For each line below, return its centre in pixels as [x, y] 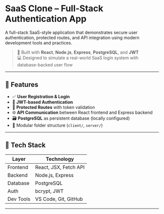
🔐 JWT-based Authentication [42, 102]
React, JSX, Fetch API [60, 167]
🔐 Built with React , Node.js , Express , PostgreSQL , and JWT [78, 52]
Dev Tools [19, 199]
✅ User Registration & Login [41, 96]
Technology [60, 159]
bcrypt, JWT [49, 191]
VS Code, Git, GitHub [59, 199]
